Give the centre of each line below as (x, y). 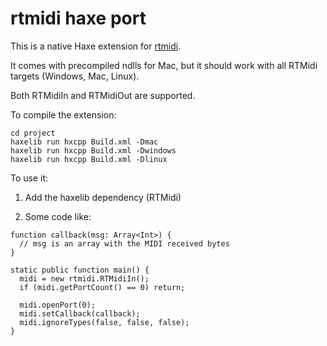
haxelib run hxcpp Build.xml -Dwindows (93, 150)
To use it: (29, 178)
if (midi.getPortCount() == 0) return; (102, 287)
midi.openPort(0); (58, 305)
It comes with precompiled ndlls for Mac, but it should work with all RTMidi (164, 65)
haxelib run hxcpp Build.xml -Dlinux (89, 159)
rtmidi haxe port (78, 18)
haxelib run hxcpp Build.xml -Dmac (84, 142)
